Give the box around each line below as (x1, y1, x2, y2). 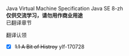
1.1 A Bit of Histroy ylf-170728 (14, 43, 85, 50)
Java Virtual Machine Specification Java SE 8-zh (6, 5, 124, 12)
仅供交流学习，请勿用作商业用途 (6, 12, 83, 19)
